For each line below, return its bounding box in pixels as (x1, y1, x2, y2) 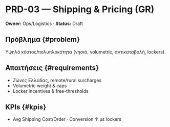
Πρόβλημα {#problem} (5, 35, 80, 44)
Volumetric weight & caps (12, 83, 67, 89)
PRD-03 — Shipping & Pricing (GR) (5, 4, 155, 15)
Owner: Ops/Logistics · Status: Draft (5, 20, 83, 27)
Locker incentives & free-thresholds (12, 88, 89, 94)
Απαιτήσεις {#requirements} (5, 64, 99, 72)
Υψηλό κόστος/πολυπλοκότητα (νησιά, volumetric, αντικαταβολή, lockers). (5, 48, 166, 55)
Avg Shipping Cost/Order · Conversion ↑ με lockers (12, 116, 122, 122)
